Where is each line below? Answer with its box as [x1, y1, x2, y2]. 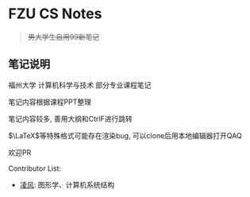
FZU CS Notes [8, 5, 102, 23]
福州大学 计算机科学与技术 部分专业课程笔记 [8, 80, 152, 90]
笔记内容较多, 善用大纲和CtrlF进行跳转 [8, 114, 133, 123]
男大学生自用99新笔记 [27, 32, 100, 41]
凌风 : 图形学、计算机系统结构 [19, 180, 115, 189]
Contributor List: [8, 164, 62, 173]
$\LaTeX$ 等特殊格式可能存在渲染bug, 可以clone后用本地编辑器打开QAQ [8, 130, 242, 140]
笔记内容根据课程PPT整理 [8, 97, 91, 106]
